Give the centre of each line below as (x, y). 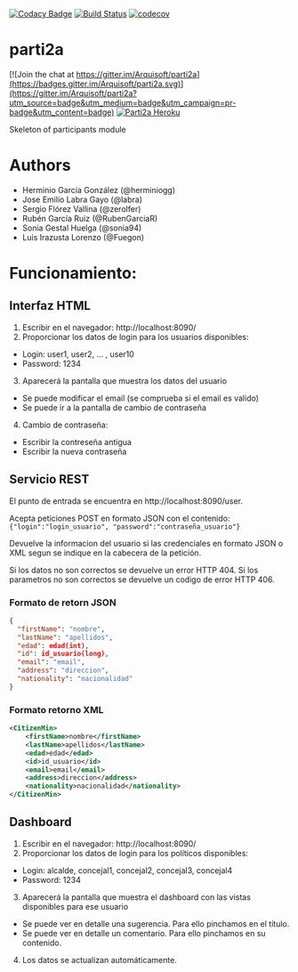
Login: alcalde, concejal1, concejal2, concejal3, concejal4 (127, 870)
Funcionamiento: (73, 274)
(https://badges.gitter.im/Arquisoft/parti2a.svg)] (97, 84)
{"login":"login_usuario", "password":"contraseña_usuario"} (125, 526)
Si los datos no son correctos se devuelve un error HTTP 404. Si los (134, 570)
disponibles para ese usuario (75, 906)
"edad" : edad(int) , (53, 645)
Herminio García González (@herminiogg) (99, 190)
